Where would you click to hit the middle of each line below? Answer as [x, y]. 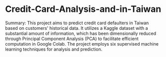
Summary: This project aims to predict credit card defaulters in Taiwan [77, 23]
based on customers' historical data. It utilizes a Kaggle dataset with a [77, 28]
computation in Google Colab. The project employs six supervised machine [82, 44]
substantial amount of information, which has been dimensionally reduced [81, 33]
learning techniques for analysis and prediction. [54, 49]
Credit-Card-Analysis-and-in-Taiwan [83, 9]
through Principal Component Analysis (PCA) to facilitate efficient [72, 39]
